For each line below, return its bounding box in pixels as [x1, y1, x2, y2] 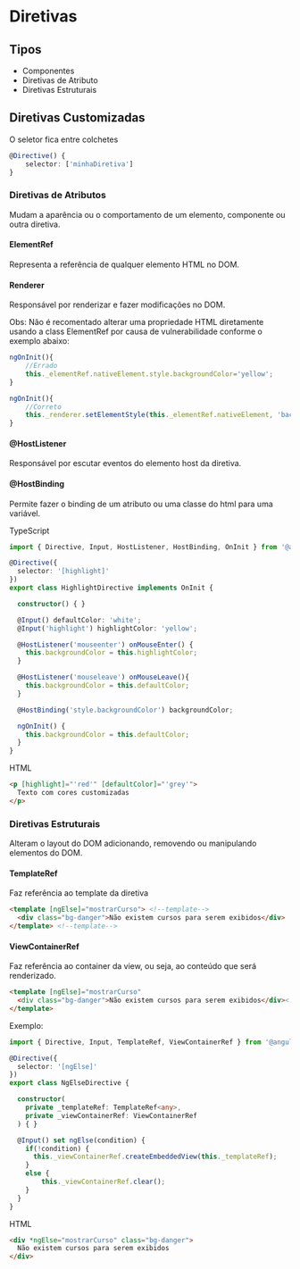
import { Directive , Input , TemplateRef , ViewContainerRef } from [9, 1038, 262, 1047]
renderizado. [9, 971, 56, 981]
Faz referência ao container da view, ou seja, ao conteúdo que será [9, 961, 257, 972]
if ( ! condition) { [25, 1144, 90, 1153]
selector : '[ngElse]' [17, 1062, 98, 1071]
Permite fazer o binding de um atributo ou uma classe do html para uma [9, 498, 274, 509]
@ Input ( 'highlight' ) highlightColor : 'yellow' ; [17, 623, 198, 633]
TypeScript [9, 525, 50, 536]
